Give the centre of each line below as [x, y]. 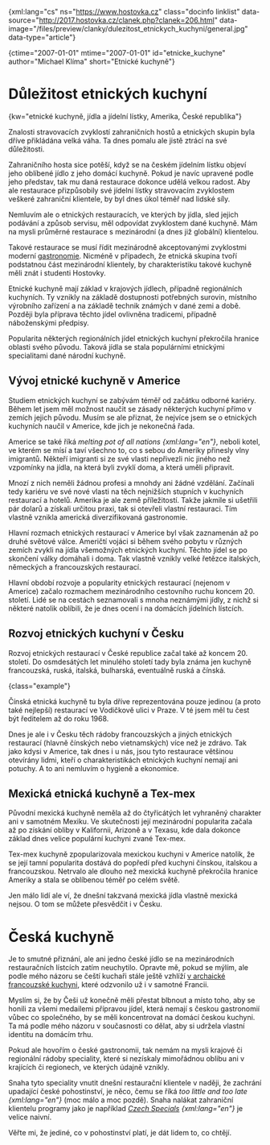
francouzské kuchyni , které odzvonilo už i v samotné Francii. [108, 985]
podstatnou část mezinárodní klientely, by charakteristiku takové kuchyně [130, 264]
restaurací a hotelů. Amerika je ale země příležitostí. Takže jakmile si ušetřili [133, 500]
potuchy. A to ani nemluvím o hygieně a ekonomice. [94, 768]
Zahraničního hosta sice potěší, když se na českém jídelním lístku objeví [127, 164]
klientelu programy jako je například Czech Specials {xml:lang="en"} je [126, 1109]
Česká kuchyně [61, 937]
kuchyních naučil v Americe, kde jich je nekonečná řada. [102, 425]
